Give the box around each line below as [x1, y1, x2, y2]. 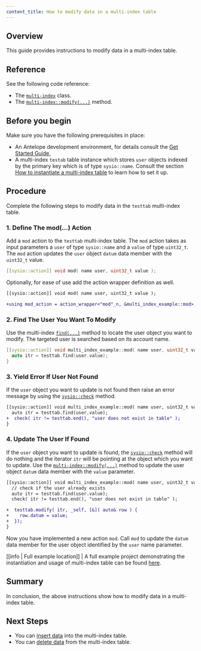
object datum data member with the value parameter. [6, 468, 135, 475]
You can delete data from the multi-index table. [14, 638, 132, 646]
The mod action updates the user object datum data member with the [6, 250, 172, 257]
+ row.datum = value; [6, 513, 68, 519]
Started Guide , [14, 150, 51, 157]
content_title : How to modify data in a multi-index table [6, 8, 157, 15]
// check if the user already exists [11, 485, 106, 491]
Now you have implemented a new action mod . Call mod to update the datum [6, 534, 188, 542]
